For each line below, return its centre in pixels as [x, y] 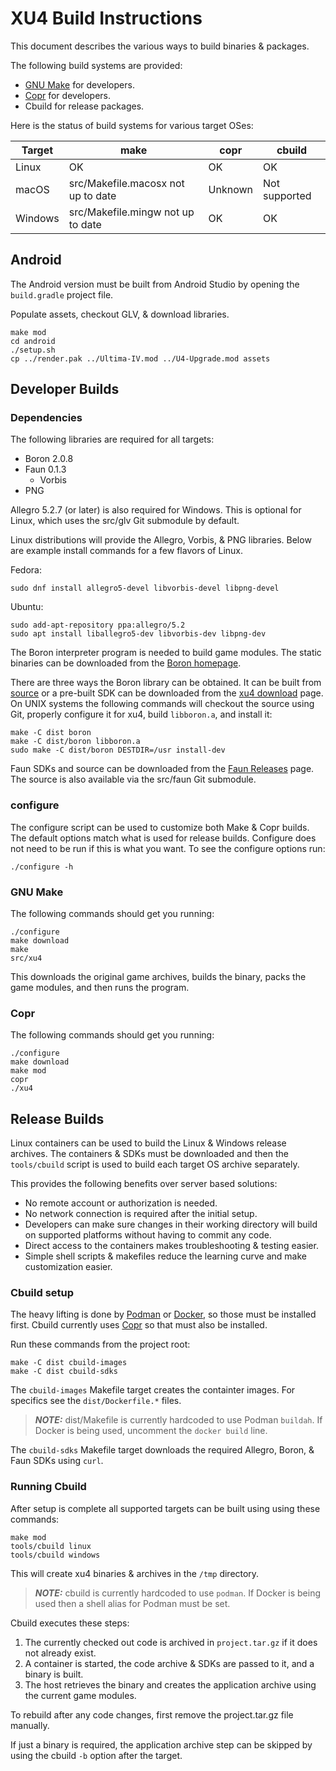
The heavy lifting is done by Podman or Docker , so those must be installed [163, 1314]
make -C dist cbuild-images [69, 1363]
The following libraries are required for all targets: [112, 439]
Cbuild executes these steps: [70, 1623]
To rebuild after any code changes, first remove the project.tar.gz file [152, 1714]
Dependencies [46, 418]
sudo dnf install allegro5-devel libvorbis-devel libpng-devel [145, 588]
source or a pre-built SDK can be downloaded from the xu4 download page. [167, 693]
